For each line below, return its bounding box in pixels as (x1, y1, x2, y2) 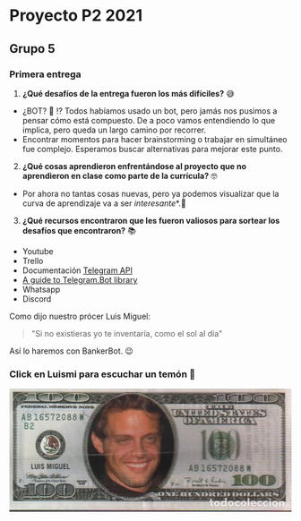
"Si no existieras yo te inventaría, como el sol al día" (30, 328, 223, 338)
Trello (21, 255, 44, 266)
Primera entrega (9, 68, 82, 81)
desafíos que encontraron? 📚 (21, 225, 136, 235)
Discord (21, 293, 52, 304)
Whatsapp (21, 284, 61, 295)
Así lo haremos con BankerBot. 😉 (9, 346, 134, 356)
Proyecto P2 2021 (9, 5, 143, 26)
